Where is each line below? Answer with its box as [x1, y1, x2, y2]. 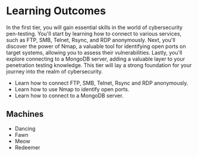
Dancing [14, 125, 36, 132]
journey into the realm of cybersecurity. [6, 68, 103, 75]
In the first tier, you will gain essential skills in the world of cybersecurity [6, 24, 183, 31]
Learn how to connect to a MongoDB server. [14, 92, 124, 99]
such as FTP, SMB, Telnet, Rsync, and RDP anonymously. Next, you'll [6, 36, 175, 43]
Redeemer [14, 144, 40, 151]
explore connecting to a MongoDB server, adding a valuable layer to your [6, 55, 186, 62]
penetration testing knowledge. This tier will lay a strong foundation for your [6, 61, 192, 69]
